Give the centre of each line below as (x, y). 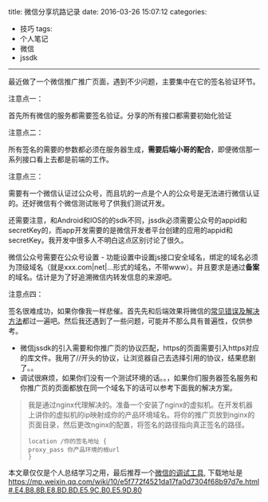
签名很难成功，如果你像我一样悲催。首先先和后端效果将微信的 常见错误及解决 (134, 311)
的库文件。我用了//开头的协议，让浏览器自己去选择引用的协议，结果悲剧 (138, 358)
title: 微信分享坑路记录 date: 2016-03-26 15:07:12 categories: (108, 12)
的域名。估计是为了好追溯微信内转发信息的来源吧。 (92, 277)
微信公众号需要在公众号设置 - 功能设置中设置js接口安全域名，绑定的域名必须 (134, 257)
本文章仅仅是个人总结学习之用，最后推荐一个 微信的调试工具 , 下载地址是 (126, 472)
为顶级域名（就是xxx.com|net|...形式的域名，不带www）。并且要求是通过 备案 (134, 267)
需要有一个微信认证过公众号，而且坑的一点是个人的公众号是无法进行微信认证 (134, 193)
